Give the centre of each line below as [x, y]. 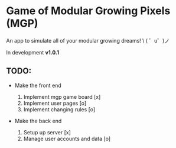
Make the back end [38, 121]
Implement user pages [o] [55, 103]
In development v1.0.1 [32, 52]
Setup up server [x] [47, 132]
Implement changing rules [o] [59, 109]
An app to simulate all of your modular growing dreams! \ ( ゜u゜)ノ [88, 40]
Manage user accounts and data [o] [67, 139]
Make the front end [38, 85]
